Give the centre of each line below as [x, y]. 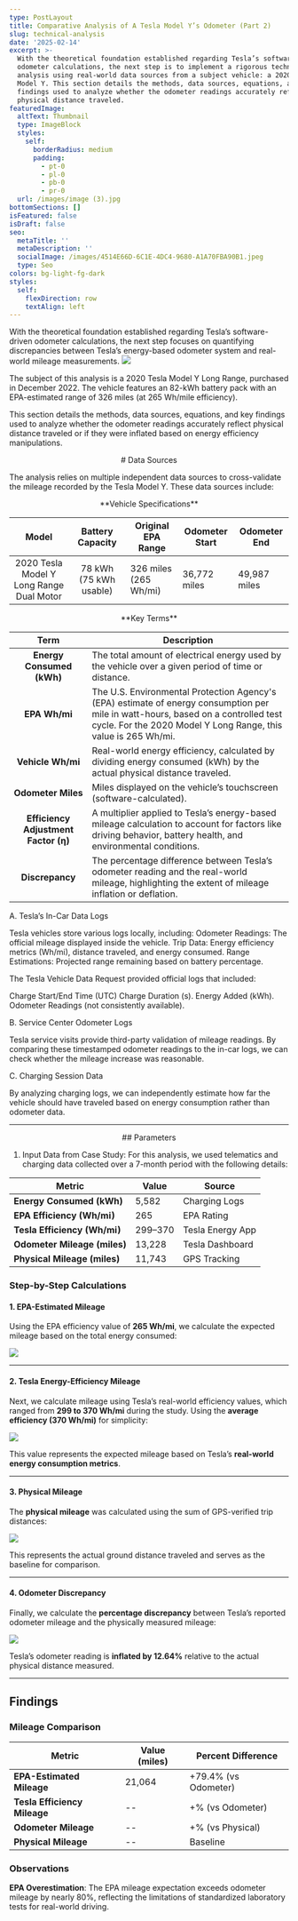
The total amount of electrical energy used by [187, 656]
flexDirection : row [61, 299]
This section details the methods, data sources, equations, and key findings [147, 415]
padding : [49, 158]
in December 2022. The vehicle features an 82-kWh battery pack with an [143, 388]
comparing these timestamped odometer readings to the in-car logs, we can [149, 1049]
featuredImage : [37, 108]
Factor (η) [48, 841]
